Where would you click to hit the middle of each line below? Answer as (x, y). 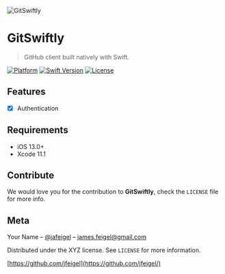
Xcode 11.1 (31, 154)
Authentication (38, 108)
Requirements (38, 130)
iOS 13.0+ (30, 146)
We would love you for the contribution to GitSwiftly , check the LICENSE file (113, 192)
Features (26, 92)
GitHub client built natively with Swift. (77, 57)
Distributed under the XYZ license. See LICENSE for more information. (104, 250)
